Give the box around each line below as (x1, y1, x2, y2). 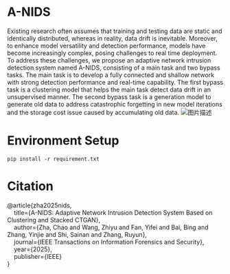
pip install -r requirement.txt (7, 156, 100, 162)
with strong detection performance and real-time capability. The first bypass (7, 78, 224, 86)
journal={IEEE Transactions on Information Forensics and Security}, (13, 238, 205, 246)
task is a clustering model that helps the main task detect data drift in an (7, 85, 211, 94)
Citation (7, 178, 54, 194)
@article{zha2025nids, (7, 201, 72, 209)
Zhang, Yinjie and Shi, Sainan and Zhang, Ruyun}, (7, 230, 148, 238)
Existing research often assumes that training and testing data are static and (7, 27, 222, 35)
